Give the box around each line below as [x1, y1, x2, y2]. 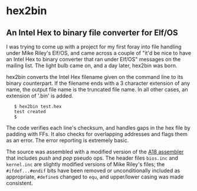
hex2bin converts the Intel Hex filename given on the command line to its [6, 74, 183, 80]
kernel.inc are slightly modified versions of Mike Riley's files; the [6, 161, 165, 167]
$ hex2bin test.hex [14, 104, 62, 110]
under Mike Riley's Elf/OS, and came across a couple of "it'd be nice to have [6, 50, 192, 57]
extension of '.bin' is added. [6, 93, 74, 99]
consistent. [6, 180, 34, 186]
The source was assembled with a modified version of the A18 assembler [6, 149, 184, 155]
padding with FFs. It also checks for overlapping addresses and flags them [6, 131, 188, 137]
